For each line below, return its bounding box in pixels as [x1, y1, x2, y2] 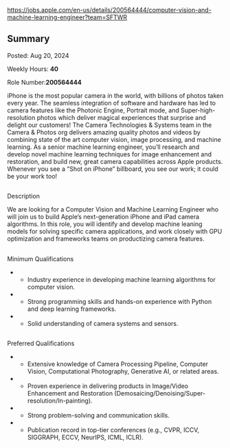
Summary [7, 33, 50, 45]
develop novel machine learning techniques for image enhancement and [7, 150, 212, 158]
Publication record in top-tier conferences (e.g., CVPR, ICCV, [27, 425, 200, 434]
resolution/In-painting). [27, 396, 93, 405]
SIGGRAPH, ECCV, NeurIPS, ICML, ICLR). [27, 433, 144, 441]
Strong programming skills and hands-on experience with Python [27, 297, 212, 305]
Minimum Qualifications [7, 254, 74, 263]
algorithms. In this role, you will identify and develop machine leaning [7, 220, 203, 228]
